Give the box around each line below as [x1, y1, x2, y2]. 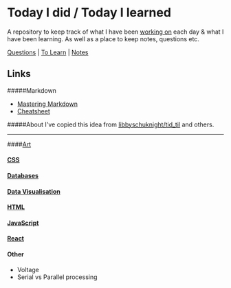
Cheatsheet [16, 107, 50, 115]
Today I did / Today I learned [7, 5, 172, 21]
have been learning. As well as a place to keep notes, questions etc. [7, 34, 199, 43]
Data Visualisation [7, 187, 60, 195]
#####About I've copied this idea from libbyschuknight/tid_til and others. [7, 120, 214, 129]
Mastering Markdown [16, 100, 78, 108]
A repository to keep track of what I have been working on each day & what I [7, 27, 224, 36]
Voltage [16, 265, 39, 274]
